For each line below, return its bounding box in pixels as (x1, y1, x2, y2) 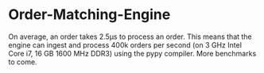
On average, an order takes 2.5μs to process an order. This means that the (8, 32, 252, 41)
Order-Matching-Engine (8, 6, 171, 24)
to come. (8, 57, 37, 67)
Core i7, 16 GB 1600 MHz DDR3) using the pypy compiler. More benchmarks (8, 48, 257, 58)
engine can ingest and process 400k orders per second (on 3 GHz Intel (8, 40, 243, 49)
